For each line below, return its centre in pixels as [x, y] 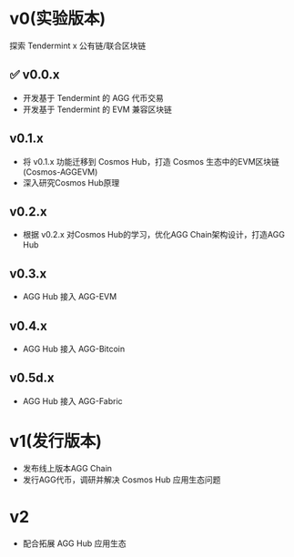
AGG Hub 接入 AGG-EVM [70, 297]
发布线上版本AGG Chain [67, 468]
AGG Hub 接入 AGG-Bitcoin [74, 349]
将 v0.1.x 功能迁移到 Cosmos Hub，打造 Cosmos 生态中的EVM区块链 [151, 161]
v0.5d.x [32, 378]
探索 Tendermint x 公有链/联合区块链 [78, 46]
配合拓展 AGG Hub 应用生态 [74, 543]
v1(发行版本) [56, 441]
